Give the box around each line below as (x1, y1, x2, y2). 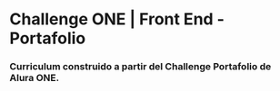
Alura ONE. (9, 72, 60, 85)
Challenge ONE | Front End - (9, 9, 225, 30)
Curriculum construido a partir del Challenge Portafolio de (9, 60, 272, 73)
